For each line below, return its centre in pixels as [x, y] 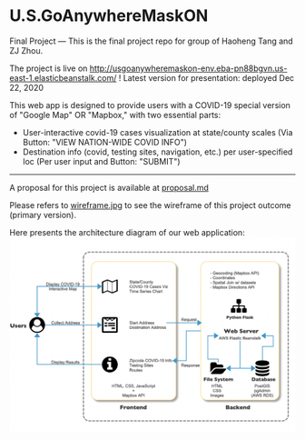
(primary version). [43, 215]
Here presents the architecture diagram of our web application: [127, 232]
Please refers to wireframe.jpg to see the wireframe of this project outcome [151, 205]
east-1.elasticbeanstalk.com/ [63, 77]
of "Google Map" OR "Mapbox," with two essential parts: [115, 115]
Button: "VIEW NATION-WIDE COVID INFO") [105, 142]
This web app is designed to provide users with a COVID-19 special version [150, 105]
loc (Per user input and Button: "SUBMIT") [101, 161]
